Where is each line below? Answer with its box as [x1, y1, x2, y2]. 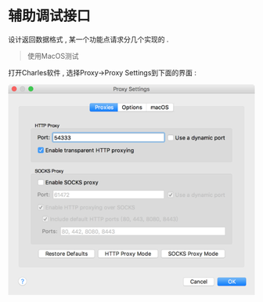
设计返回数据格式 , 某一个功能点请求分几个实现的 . [8, 35, 169, 44]
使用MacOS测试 [27, 51, 79, 60]
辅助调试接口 [8, 7, 92, 25]
